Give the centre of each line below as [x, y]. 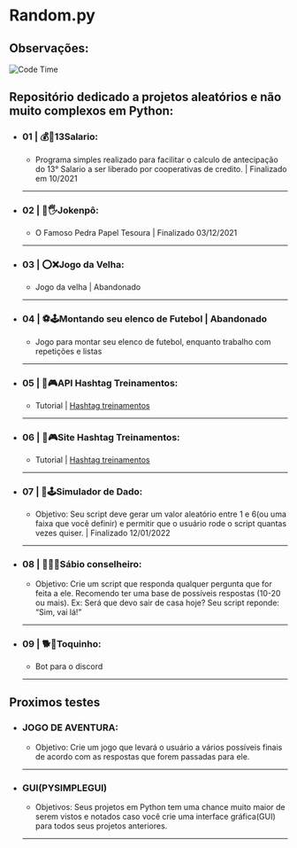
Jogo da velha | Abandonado [88, 287]
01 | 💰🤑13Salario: [60, 136]
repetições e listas [69, 351]
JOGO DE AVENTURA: [70, 727]
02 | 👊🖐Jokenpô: [60, 210]
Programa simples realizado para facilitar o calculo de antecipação [156, 159]
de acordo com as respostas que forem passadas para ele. [142, 756]
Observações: [49, 48]
